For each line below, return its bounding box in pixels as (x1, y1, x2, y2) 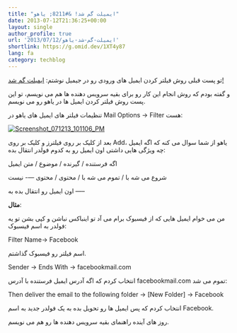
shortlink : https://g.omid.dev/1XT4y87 (8, 43, 126, 50)
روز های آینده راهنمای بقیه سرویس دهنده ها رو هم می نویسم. (8, 317, 169, 326)
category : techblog (8, 57, 66, 64)
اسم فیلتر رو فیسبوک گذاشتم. (8, 249, 87, 257)
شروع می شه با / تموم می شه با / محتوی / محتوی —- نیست (8, 173, 167, 181)
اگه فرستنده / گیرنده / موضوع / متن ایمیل (8, 159, 117, 168)
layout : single (8, 23, 53, 30)
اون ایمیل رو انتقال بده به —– (8, 187, 86, 195)
